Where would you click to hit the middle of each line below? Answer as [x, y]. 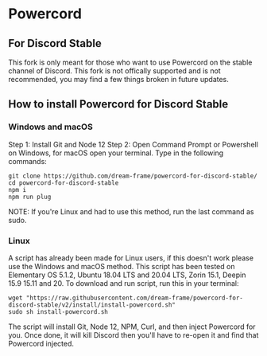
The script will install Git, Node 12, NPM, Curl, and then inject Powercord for [132, 327]
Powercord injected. [41, 343]
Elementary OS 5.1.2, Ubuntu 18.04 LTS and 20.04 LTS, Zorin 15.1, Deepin [127, 275]
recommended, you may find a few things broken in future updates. [118, 79]
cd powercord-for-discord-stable [64, 183]
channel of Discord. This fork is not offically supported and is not [114, 71]
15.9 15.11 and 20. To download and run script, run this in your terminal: [124, 283]
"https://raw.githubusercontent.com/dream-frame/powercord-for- [135, 298]
